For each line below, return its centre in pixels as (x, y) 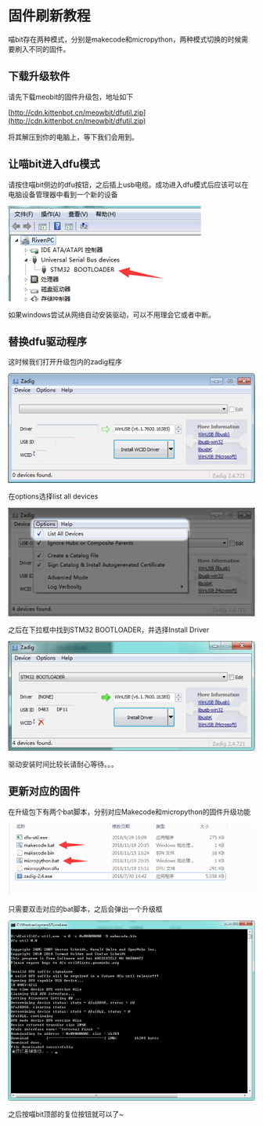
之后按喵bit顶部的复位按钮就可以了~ (66, 1114)
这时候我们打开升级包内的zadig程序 (65, 362)
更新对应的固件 (44, 791)
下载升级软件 (39, 77)
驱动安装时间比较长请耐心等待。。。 (63, 764)
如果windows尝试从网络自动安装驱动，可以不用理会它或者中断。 (112, 314)
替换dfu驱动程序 (48, 341)
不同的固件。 (49, 49)
